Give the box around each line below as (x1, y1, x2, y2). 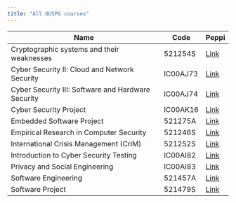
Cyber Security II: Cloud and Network (11, 64, 135, 74)
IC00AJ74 (164, 89, 199, 99)
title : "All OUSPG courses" (7, 10, 90, 17)
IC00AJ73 (164, 69, 199, 78)
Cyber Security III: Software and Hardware (11, 85, 151, 94)
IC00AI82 (164, 150, 197, 160)
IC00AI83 (164, 162, 197, 171)
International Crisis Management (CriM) (11, 139, 142, 148)
